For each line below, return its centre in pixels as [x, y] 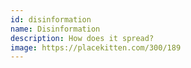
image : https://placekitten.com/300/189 [96, 47]
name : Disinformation [55, 29]
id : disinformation [51, 19]
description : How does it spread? [82, 38]
